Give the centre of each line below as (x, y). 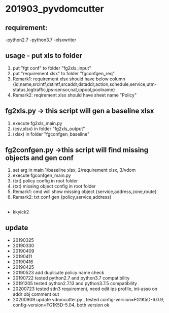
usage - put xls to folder (44, 56)
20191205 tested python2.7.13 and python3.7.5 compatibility (75, 283)
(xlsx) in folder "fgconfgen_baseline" (51, 134)
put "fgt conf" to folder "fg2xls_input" (52, 68)
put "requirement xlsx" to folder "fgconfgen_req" (64, 73)
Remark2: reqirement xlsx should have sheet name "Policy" (75, 95)
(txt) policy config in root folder (45, 181)
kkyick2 (21, 212)
